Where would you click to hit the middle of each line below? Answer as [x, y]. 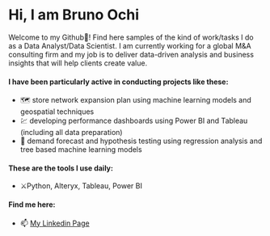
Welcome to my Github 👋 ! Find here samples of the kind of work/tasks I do [131, 37]
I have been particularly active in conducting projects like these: [118, 82]
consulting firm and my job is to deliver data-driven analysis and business [131, 54]
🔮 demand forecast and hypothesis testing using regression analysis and [141, 141]
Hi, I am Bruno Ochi [74, 15]
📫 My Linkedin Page [55, 223]
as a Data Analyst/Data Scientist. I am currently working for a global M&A [130, 45]
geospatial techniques [57, 112]
